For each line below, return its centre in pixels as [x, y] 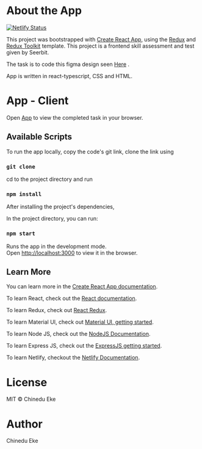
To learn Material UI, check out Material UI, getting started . [80, 322]
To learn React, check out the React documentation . [72, 298]
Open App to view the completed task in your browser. [75, 117]
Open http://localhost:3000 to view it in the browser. [72, 253]
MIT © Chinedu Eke [31, 399]
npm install [24, 194]
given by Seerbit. [28, 52]
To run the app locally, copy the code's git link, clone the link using [90, 151]
